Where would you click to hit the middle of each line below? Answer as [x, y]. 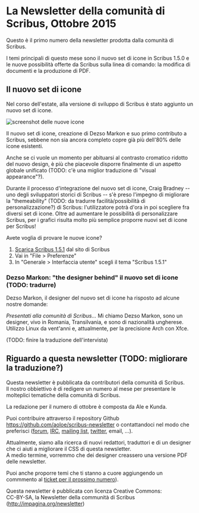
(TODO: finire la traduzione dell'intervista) [57, 340]
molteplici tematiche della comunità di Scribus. [63, 395]
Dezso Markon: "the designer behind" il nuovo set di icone [92, 277]
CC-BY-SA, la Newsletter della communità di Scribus [71, 497]
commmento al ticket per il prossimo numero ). [62, 479]
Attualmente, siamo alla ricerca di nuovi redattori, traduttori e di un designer [99, 442]
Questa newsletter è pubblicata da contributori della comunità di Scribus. [96, 382]
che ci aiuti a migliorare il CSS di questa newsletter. [69, 449]
